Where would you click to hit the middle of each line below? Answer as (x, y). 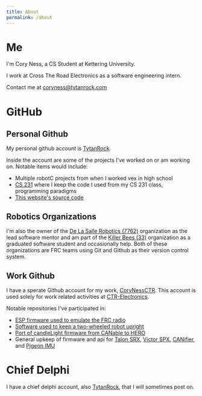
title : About (23, 12)
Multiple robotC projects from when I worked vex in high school (94, 178)
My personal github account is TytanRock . (59, 148)
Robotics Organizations (51, 216)
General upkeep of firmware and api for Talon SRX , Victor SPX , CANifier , (105, 339)
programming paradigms (46, 191)
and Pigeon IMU (35, 346)
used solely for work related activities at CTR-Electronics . (78, 297)
